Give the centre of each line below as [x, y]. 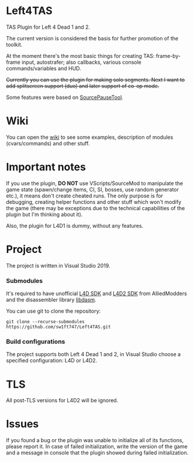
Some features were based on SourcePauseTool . [65, 97]
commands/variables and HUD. [44, 68]
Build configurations [36, 341]
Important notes [46, 167]
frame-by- [168, 56]
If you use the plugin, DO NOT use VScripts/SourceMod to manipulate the [95, 183]
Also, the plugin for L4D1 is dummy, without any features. [75, 225]
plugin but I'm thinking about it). [44, 214]
